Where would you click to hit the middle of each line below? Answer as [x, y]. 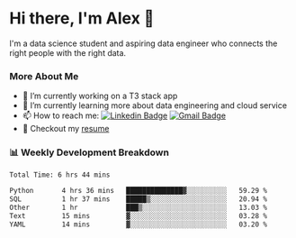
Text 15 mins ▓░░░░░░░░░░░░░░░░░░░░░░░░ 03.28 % [139, 216]
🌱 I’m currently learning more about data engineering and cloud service [155, 105]
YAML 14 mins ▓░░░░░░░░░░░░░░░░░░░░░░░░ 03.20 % [139, 224]
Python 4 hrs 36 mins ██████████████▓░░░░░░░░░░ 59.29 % [139, 191]
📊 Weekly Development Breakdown [89, 152]
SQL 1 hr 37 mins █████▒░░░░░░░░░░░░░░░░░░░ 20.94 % [139, 199]
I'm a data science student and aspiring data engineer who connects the [144, 43]
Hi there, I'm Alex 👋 [82, 18]
